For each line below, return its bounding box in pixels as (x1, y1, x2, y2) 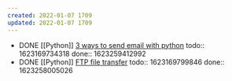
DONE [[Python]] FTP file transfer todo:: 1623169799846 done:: (18, 57, 225, 67)
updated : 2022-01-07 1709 (7, 19, 92, 27)
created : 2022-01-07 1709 (7, 11, 92, 20)
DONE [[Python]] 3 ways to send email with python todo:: (18, 40, 205, 50)
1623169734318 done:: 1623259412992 (18, 49, 146, 58)
